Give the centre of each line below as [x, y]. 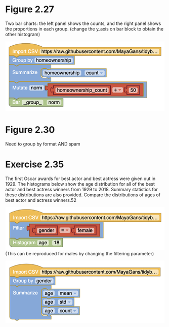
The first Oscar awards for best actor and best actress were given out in [80, 179]
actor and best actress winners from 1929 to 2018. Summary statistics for [82, 189]
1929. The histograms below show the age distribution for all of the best [80, 184]
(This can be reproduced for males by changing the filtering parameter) [80, 253]
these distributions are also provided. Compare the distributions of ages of [83, 195]
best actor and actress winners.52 [41, 200]
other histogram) [23, 34]
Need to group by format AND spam [43, 144]
